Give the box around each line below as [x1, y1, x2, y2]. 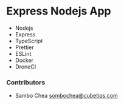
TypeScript [15, 37, 43, 44]
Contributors [6, 78, 46, 86]
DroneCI [15, 63, 36, 70]
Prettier [15, 44, 34, 51]
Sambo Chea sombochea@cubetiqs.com [15, 92, 119, 100]
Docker [15, 56, 34, 64]
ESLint [15, 50, 32, 57]
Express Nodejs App [6, 4, 111, 18]
